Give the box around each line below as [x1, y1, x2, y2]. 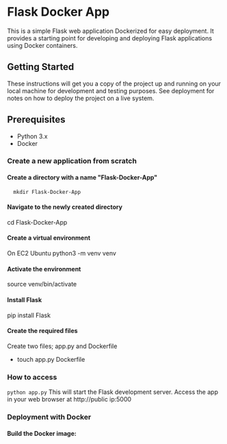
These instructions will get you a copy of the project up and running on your [7, 79, 221, 88]
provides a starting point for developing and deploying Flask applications [7, 34, 213, 42]
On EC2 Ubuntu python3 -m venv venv [7, 249, 116, 258]
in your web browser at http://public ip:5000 [7, 395, 132, 403]
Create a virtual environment [7, 234, 91, 242]
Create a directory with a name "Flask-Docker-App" [7, 173, 158, 182]
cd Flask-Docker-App [7, 218, 68, 226]
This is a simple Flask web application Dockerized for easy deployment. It [7, 27, 214, 35]
